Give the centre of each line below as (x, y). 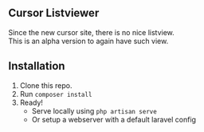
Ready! (31, 102)
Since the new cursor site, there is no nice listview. (92, 32)
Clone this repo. (46, 85)
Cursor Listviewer (54, 13)
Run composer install (56, 94)
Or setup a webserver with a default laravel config (114, 119)
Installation (37, 66)
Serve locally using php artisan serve (94, 110)
